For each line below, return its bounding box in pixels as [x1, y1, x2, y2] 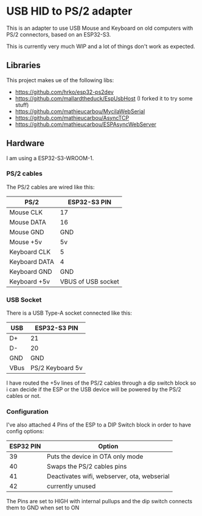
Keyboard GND [9, 267, 53, 276]
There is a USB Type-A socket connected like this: [6, 309, 132, 317]
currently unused [46, 482, 96, 490]
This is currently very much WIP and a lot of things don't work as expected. [6, 43, 196, 50]
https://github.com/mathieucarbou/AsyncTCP [15, 114, 130, 121]
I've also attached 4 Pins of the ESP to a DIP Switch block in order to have [6, 421, 192, 428]
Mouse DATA [9, 218, 47, 226]
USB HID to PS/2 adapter [6, 4, 133, 18]
